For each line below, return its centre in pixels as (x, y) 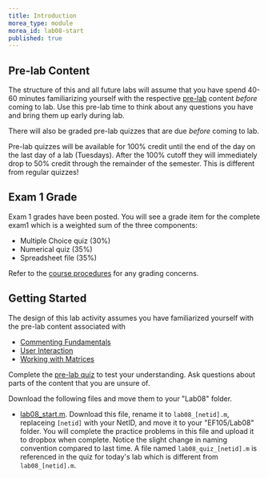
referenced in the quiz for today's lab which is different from (119, 456)
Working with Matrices (57, 358)
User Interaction (46, 350)
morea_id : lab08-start (46, 30)
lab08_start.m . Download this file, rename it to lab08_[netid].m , (124, 414)
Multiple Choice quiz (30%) (65, 241)
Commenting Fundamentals (65, 342)
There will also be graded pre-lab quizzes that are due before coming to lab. (134, 131)
